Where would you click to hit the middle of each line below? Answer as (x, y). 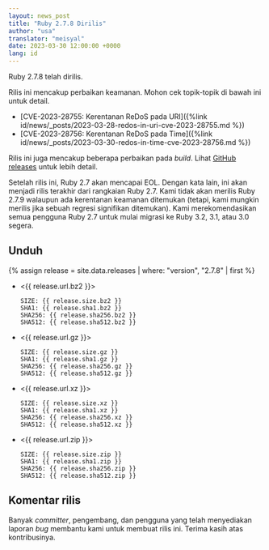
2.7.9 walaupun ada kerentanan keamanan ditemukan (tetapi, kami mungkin (134, 200)
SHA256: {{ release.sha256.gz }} (76, 366)
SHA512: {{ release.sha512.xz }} (76, 424)
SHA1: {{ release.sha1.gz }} (69, 359)
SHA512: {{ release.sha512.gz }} (76, 373)
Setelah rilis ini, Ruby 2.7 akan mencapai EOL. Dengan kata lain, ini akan (128, 182)
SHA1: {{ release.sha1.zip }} (71, 461)
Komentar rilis (44, 500)
